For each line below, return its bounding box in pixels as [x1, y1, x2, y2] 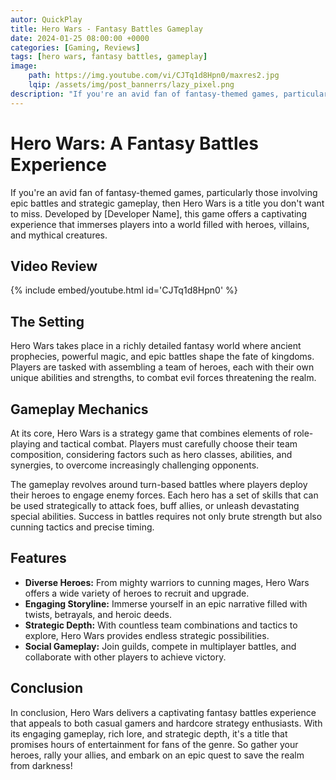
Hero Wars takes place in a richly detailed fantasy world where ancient [10, 340, 302, 352]
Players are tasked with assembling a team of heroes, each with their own [10, 361, 315, 373]
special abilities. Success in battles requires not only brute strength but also [10, 511, 323, 522]
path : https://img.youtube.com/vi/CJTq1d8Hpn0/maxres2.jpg [28, 71, 280, 81]
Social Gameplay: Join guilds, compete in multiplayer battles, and [24, 640, 297, 652]
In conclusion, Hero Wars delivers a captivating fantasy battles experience [10, 706, 317, 718]
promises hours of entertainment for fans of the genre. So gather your [10, 738, 299, 750]
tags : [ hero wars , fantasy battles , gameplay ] [10, 52, 208, 62]
